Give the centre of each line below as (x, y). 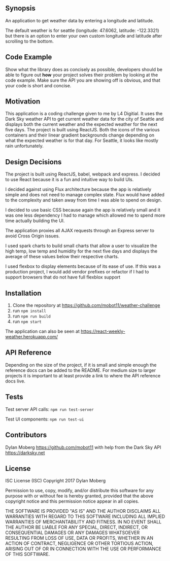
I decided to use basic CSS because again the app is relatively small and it (83, 210)
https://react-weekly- (103, 331)
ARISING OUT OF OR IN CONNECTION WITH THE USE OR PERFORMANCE (83, 549)
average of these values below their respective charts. (62, 257)
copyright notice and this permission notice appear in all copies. (72, 501)
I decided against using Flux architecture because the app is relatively (78, 189)
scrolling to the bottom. (30, 41)
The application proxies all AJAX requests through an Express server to (80, 231)
